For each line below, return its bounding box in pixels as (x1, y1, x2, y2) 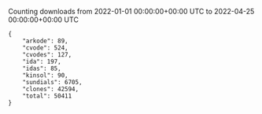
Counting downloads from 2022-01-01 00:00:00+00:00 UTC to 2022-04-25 (8, 7, 255, 16)
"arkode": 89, (22, 37, 68, 45)
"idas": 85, (22, 64, 61, 72)
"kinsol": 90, (22, 72, 68, 79)
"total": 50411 (22, 92, 72, 100)
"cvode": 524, (22, 44, 68, 52)
